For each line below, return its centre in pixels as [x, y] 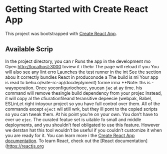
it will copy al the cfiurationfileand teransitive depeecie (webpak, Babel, [79, 98]
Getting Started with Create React [77, 9]
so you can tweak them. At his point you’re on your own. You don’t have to [82, 114]
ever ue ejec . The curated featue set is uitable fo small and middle [73, 119]
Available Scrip [29, 49]
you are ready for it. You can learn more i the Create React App [70, 135]
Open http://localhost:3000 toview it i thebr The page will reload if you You [82, 66]
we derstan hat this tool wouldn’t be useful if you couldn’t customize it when [84, 130]
